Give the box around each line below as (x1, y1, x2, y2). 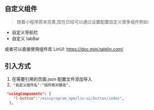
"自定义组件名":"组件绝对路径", (13, 82, 71, 88)
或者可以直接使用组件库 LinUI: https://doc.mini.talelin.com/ (4, 46, 124, 52)
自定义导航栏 (11, 29, 38, 35)
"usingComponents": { (6, 91, 51, 96)
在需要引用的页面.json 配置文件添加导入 (11, 76, 92, 82)
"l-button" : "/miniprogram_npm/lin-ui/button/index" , (13, 96, 124, 101)
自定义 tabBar (11, 35, 40, 41)
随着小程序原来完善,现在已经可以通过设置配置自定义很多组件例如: (16, 19, 149, 25)
